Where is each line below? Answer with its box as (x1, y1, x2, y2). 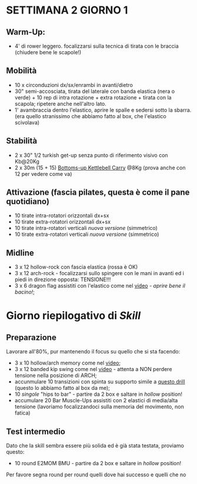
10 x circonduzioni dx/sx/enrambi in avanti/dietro (14, 81, 133, 88)
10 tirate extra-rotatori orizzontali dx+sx (14, 218, 111, 225)
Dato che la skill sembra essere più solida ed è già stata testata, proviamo (6, 442, 184, 449)
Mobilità (6, 66, 37, 76)
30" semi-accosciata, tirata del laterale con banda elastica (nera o (14, 88, 175, 95)
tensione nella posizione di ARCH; (14, 372, 97, 379)
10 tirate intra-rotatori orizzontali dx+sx (14, 212, 109, 219)
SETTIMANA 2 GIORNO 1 (6, 4, 128, 17)
